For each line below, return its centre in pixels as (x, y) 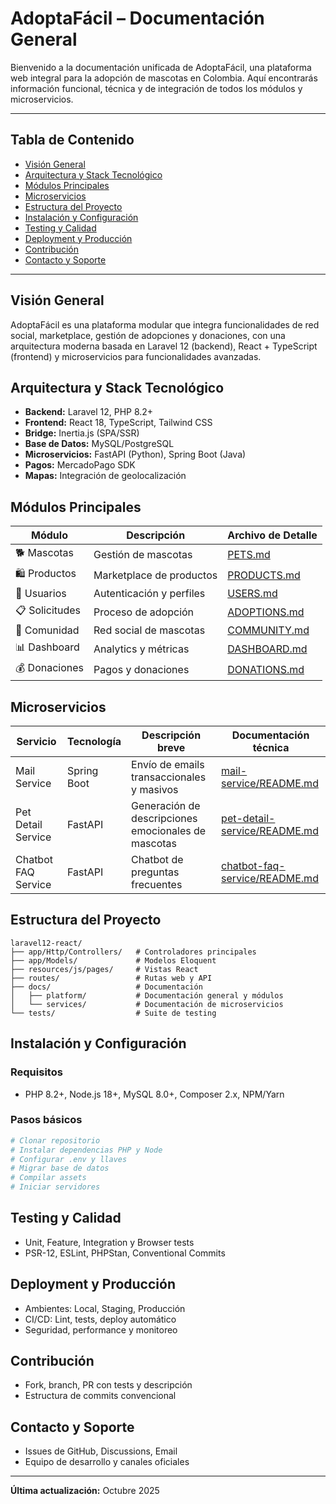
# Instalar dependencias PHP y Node (86, 1150)
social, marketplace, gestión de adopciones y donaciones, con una (148, 335)
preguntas (155, 872)
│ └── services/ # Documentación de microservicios (147, 1004)
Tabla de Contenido (72, 140)
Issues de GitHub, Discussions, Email (101, 1451)
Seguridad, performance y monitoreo (101, 1329)
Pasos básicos (46, 1120)
